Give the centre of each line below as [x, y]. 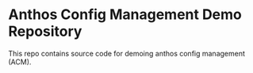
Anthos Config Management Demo [125, 15]
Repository [45, 31]
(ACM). [20, 62]
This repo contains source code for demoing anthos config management [127, 53]
